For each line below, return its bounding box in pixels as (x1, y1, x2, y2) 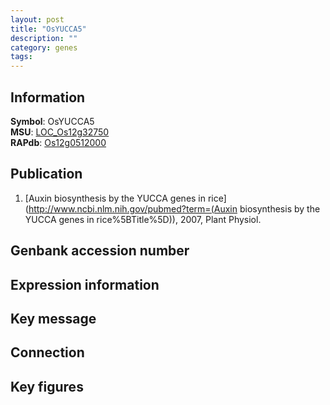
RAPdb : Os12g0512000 (10, 136, 107, 148)
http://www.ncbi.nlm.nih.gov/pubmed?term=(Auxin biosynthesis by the (28, 202, 321, 215)
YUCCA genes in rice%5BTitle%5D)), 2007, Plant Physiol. (24, 213, 262, 225)
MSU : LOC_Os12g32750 (10, 126, 110, 138)
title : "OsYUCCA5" (10, 24, 87, 34)
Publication (10, 166, 83, 183)
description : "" (10, 33, 78, 43)
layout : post (10, 14, 65, 25)
